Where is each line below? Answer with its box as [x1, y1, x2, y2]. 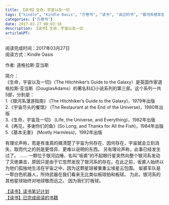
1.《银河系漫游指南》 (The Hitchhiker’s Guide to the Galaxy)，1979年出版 [5, 98, 155, 104]
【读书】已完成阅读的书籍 [5, 194, 58, 200]
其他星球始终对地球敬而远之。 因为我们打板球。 [5, 178, 104, 183]
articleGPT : [5, 31, 30, 36]
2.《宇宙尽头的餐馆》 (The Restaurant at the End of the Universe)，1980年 [5, 104, 159, 110]
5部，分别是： [5, 91, 35, 97]
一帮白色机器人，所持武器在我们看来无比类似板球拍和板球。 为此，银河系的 [5, 171, 161, 177]
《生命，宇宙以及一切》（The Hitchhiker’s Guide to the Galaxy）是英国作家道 [5, 79, 162, 85]
